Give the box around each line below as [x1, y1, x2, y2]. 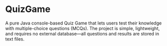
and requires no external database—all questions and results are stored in [5, 30, 159, 36]
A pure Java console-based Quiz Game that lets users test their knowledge [5, 20, 162, 26]
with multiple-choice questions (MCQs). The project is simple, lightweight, [5, 25, 160, 31]
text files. [5, 36, 25, 42]
